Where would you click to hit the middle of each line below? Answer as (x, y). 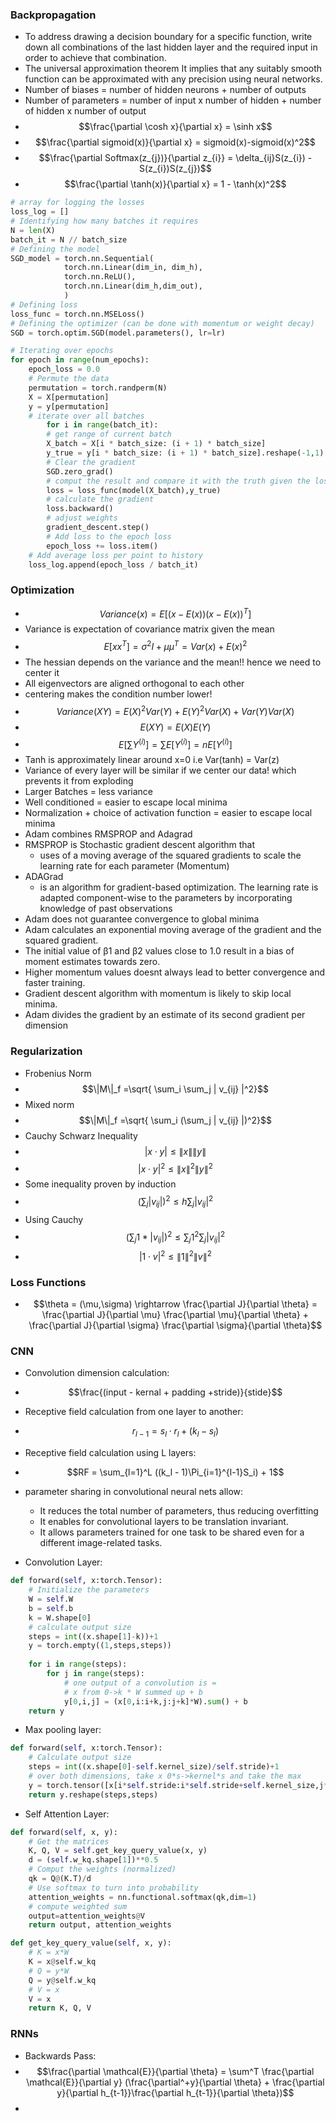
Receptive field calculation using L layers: (110, 1453)
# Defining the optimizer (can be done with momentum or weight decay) (162, 323)
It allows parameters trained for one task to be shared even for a (172, 1532)
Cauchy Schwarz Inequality (81, 1135)
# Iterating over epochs (62, 351)
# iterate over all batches (86, 416)
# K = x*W (49, 1953)
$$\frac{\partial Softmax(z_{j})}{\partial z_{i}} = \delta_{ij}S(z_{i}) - (175, 158)
